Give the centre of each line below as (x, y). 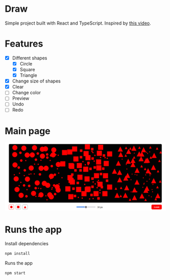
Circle (26, 63)
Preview (21, 98)
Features (24, 44)
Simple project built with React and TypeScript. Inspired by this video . (78, 23)
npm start (15, 273)
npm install (17, 254)
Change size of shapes (36, 81)
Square (27, 69)
